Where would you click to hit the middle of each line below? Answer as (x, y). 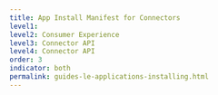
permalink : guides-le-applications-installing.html (109, 77)
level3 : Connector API (52, 43)
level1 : (24, 26)
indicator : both (40, 69)
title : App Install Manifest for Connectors (95, 18)
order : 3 (26, 60)
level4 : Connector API (52, 52)
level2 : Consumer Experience (64, 34)
